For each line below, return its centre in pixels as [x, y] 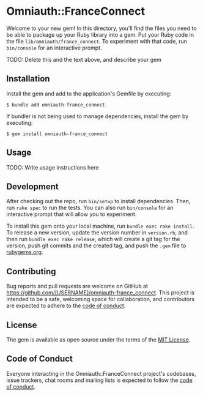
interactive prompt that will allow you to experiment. [72, 214]
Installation [28, 79]
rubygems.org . [25, 252]
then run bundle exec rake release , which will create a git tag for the [93, 239]
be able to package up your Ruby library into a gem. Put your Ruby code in [100, 34]
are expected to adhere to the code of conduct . [66, 306]
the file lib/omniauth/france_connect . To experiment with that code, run [97, 41]
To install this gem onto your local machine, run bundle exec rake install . [100, 226]
